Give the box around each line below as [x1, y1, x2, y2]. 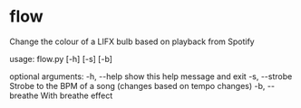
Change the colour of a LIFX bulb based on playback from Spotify [9, 36, 256, 47]
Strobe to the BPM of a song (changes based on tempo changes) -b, [9, 80, 266, 91]
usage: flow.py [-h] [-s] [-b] [9, 53, 113, 64]
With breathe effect [40, 90, 113, 101]
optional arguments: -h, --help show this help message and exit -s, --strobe [9, 70, 293, 82]
